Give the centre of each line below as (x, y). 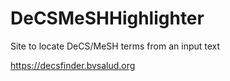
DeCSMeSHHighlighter (107, 18)
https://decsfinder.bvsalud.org (73, 65)
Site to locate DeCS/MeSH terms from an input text (115, 46)
